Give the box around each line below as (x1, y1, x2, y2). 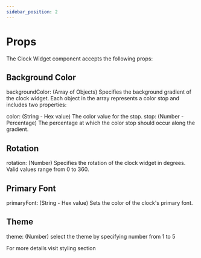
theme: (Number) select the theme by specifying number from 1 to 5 (6, 233, 176, 240)
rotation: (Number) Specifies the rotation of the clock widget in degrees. (6, 160, 186, 167)
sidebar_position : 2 (6, 8, 59, 15)
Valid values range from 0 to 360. (6, 166, 89, 173)
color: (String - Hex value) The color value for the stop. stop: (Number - (6, 113, 184, 120)
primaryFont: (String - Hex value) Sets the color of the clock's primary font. (6, 199, 193, 206)
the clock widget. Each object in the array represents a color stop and (6, 95, 180, 102)
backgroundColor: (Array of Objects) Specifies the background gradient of (6, 88, 192, 95)
